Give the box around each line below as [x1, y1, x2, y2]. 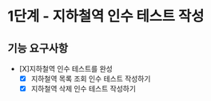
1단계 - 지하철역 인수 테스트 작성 [7, 7, 205, 25]
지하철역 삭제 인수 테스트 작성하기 [30, 84, 137, 94]
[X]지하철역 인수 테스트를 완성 [18, 64, 113, 73]
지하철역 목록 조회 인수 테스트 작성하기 [30, 74, 151, 84]
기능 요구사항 [7, 41, 69, 55]
